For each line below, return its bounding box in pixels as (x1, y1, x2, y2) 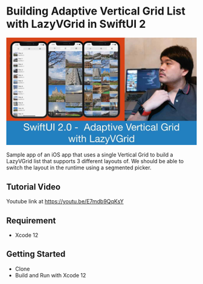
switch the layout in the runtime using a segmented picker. (6, 164, 152, 171)
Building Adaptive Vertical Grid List (6, 4, 186, 18)
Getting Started (6, 249, 66, 259)
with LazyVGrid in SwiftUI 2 (6, 17, 146, 31)
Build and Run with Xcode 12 (14, 271, 86, 279)
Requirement (6, 215, 56, 226)
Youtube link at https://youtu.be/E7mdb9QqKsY (6, 198, 124, 205)
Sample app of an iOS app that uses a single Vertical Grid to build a (6, 151, 173, 158)
